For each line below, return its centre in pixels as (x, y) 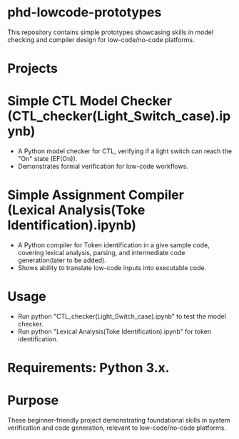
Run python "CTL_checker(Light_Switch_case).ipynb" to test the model (122, 316)
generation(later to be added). (62, 260)
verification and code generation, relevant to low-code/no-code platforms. (117, 428)
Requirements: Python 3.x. (88, 368)
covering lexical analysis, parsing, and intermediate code (101, 253)
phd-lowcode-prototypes (85, 12)
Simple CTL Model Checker (90, 101)
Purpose (33, 401)
